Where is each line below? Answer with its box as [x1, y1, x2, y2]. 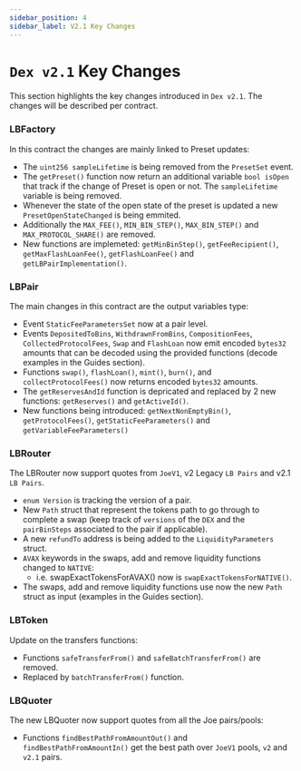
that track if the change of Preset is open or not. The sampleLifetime [22, 181, 278, 191]
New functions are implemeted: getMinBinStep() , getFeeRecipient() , [22, 238, 279, 249]
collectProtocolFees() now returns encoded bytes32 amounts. [22, 376, 258, 387]
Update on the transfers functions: [9, 634, 139, 645]
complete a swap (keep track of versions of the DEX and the [22, 514, 246, 525]
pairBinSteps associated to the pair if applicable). [22, 523, 209, 535]
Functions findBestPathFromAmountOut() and [22, 732, 189, 743]
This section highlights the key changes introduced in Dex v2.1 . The [9, 91, 263, 102]
